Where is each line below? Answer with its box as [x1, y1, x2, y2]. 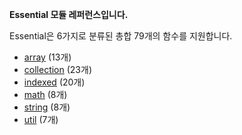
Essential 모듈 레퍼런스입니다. [9, 9, 129, 20]
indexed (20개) [23, 76, 86, 88]
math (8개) [23, 89, 68, 100]
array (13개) [23, 51, 72, 63]
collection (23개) [23, 64, 92, 75]
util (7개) [23, 114, 59, 125]
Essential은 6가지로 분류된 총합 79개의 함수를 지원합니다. [9, 30, 233, 42]
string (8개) [23, 101, 71, 113]
